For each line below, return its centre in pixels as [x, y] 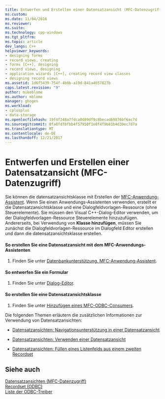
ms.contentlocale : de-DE [30, 133]
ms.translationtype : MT [29, 129]
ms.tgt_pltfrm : [21, 37]
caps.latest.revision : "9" [33, 87]
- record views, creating [31, 60]
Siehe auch [23, 370]
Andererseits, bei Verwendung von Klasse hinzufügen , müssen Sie [73, 223]
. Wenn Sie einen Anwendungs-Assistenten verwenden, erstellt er [90, 202]
